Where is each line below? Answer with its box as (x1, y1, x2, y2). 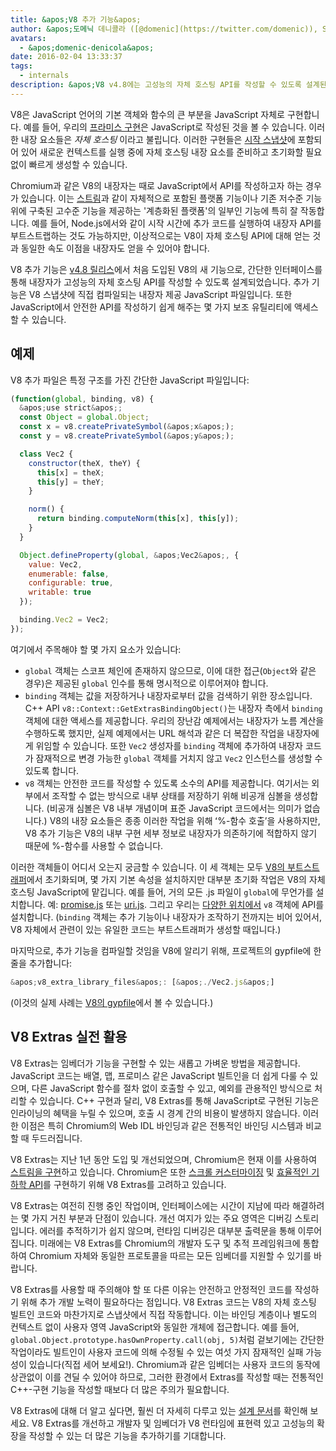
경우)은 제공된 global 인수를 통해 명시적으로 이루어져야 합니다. (24, 677, 269, 689)
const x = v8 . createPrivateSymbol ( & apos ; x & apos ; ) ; (19, 422, 235, 432)
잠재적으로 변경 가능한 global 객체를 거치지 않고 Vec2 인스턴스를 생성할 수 (35, 752, 323, 764)
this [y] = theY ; (36, 477, 105, 487)
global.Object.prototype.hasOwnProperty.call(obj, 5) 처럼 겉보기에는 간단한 (10, 1333, 325, 1345)
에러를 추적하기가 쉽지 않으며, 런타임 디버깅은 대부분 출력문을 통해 (39, 1224, 296, 1236)
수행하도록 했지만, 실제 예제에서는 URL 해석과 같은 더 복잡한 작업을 (24, 727, 285, 739)
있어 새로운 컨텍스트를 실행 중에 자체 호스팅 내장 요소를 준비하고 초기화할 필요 (20, 146, 323, 158)
